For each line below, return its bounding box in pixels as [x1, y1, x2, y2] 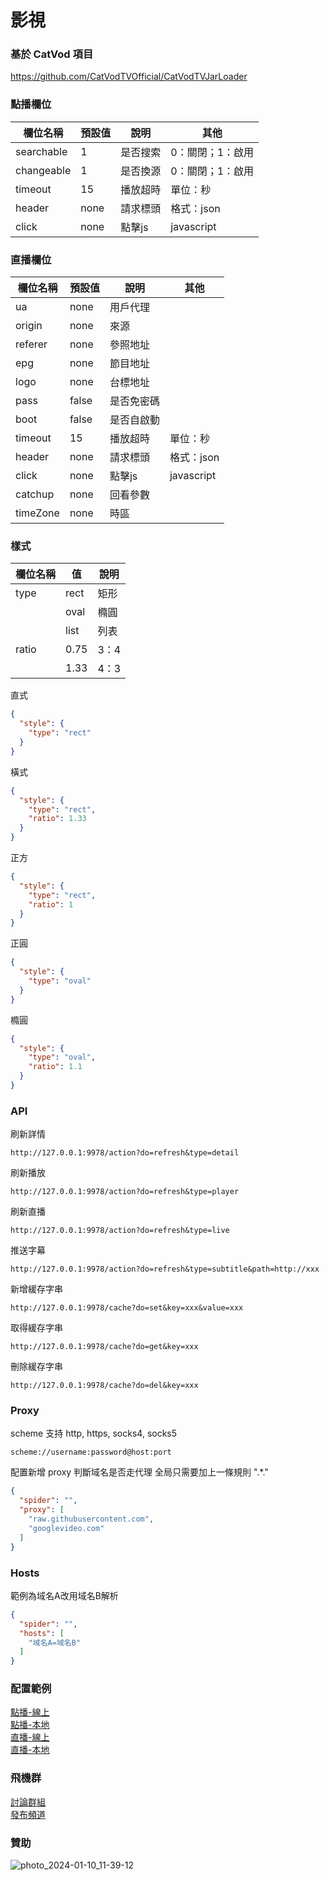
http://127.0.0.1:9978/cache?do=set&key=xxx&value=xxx [10, 1303, 244, 1313]
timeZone [15, 506, 60, 520]
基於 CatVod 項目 [10, 47, 94, 61]
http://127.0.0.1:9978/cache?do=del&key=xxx [10, 1381, 199, 1391]
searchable [15, 144, 68, 158]
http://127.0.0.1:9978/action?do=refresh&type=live [10, 1226, 230, 1236]
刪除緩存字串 [10, 1361, 63, 1373]
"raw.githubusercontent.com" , [28, 1514, 155, 1525]
